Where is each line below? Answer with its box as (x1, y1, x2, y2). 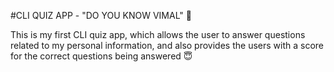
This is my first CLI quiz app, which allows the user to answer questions (10, 29, 306, 40)
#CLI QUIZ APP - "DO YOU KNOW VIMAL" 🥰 (10, 10, 192, 21)
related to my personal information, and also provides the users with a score (10, 40, 324, 51)
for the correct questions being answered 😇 (10, 50, 193, 62)
